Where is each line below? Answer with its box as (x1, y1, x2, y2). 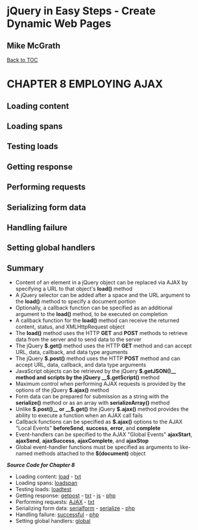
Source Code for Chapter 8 (7, 461, 75, 469)
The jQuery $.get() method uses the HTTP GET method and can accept (15, 342, 192, 349)
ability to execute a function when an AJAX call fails (15, 412, 143, 419)
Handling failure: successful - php (15, 511, 99, 518)
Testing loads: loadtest (15, 486, 72, 493)
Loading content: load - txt (15, 473, 81, 481)
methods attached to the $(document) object (33, 450, 146, 457)
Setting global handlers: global (15, 517, 91, 525)
